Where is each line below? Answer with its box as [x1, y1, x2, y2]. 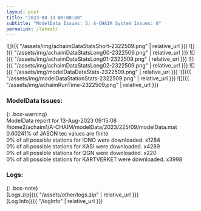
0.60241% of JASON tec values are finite [6, 130, 109, 137]
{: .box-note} [6, 184, 38, 192]
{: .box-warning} [6, 110, 47, 117]
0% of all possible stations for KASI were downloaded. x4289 [6, 142, 160, 150]
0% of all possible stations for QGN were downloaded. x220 [6, 149, 157, 156]
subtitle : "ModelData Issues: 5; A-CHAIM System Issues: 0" [6, 20, 162, 26]
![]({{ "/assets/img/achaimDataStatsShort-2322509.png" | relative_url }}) [6, 43, 188, 50]
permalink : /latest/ [6, 26, 59, 32]
